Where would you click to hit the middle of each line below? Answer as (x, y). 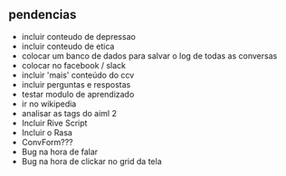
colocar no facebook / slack (74, 65)
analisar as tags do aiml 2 (69, 113)
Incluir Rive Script (54, 123)
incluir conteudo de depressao (79, 36)
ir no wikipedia (49, 104)
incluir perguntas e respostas (76, 84)
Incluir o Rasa (47, 132)
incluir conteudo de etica (68, 46)
